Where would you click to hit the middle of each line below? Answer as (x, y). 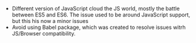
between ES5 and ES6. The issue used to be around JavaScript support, (101, 15)
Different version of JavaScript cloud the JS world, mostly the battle (96, 9)
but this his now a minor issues (50, 21)
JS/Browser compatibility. (44, 34)
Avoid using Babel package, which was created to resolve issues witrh (99, 27)
